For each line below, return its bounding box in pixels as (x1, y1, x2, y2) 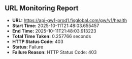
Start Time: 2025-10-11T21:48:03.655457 (12, 22, 100, 28)
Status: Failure (12, 43, 44, 49)
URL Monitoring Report (5, 4, 79, 12)
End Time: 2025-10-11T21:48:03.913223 (12, 27, 96, 34)
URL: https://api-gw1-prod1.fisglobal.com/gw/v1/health (12, 17, 127, 23)
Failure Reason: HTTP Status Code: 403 (12, 49, 97, 55)
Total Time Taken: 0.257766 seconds (12, 33, 91, 39)
